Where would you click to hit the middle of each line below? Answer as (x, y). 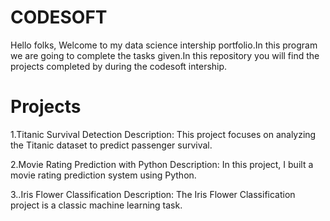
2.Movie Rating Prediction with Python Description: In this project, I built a (162, 164)
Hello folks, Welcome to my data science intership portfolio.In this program (164, 45)
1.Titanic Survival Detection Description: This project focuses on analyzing (163, 134)
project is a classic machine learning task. (96, 205)
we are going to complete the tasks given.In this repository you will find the (165, 55)
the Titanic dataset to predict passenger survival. (111, 145)
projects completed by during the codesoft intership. (119, 66)
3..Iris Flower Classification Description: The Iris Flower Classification (153, 194)
